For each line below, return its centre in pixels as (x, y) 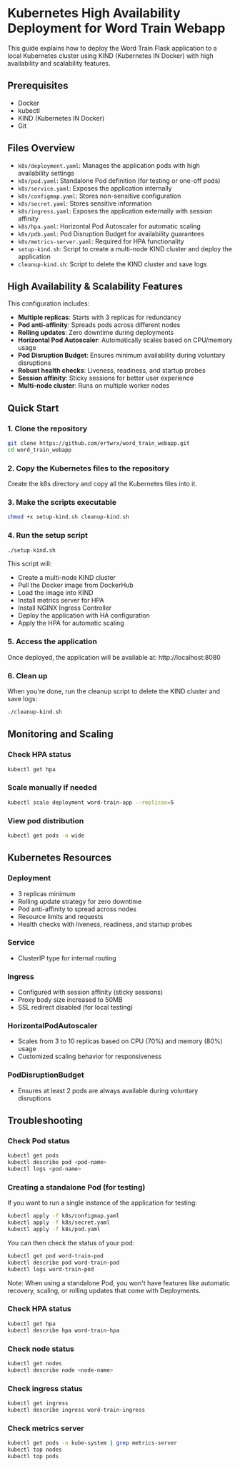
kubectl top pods (33, 1456)
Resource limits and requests (60, 916)
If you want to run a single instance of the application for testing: (102, 1203)
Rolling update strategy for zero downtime (80, 901)
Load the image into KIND (56, 593)
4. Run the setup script (47, 536)
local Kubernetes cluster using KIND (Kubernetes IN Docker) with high (111, 56)
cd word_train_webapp (40, 450)
